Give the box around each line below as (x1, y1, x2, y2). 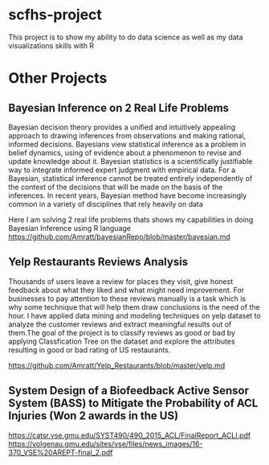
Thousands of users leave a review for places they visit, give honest (8, 276, 234, 286)
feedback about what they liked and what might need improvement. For (8, 285, 245, 294)
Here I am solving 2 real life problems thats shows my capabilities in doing (8, 215, 254, 224)
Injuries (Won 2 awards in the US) (8, 409, 179, 423)
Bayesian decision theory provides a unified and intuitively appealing (8, 122, 236, 132)
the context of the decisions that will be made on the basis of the (8, 182, 223, 191)
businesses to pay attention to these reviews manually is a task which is (8, 294, 247, 303)
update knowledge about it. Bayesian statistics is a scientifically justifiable (8, 156, 253, 166)
